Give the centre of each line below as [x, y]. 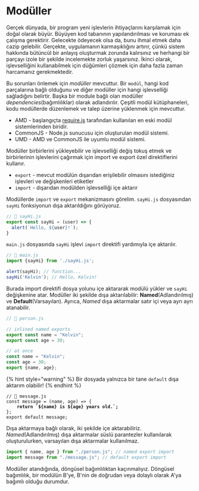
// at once [20, 351]
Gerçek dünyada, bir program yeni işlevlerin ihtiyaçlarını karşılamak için [94, 27]
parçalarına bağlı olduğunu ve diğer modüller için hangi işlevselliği [87, 89]
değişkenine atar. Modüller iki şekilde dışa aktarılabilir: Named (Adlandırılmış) [100, 295]
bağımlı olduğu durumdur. [38, 481]
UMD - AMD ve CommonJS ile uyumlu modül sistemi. [80, 139]
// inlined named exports [38, 329]
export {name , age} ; [32, 368]
